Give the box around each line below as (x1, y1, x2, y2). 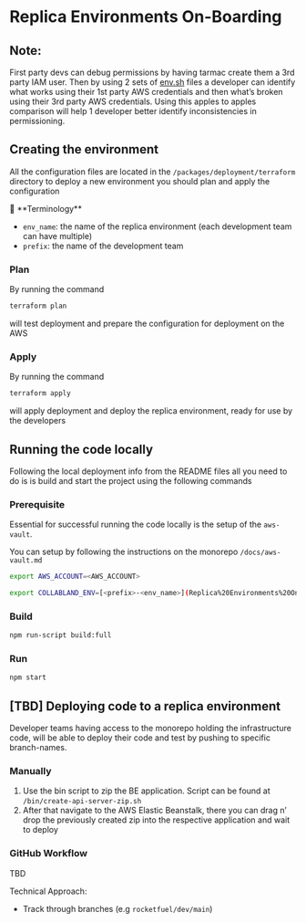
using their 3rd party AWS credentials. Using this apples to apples (9, 96, 257, 107)
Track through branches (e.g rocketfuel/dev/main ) (22, 903, 213, 914)
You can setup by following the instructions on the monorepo (9, 546, 239, 558)
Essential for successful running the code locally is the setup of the (9, 519, 262, 530)
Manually (9, 765, 52, 778)
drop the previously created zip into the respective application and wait (22, 814, 290, 825)
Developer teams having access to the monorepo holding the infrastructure (9, 723, 291, 734)
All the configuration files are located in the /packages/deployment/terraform (9, 166, 296, 177)
